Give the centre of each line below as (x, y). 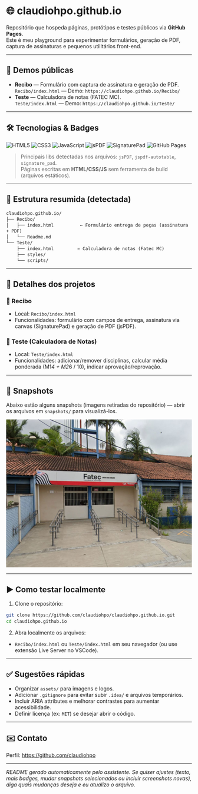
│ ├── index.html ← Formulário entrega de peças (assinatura (97, 225)
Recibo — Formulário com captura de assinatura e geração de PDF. (97, 84)
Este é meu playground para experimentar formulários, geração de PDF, (93, 40)
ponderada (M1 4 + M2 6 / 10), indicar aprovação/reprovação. (88, 367)
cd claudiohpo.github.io (37, 621)
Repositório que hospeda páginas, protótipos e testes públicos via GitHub (96, 27)
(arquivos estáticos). (45, 175)
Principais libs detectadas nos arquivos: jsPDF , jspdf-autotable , (98, 157)
